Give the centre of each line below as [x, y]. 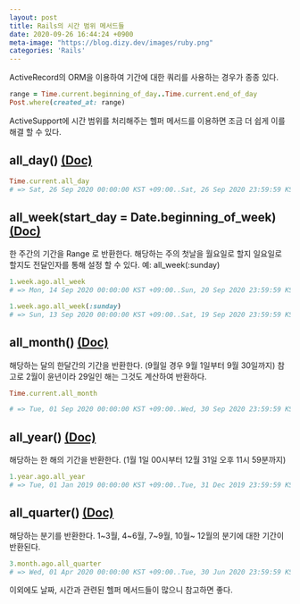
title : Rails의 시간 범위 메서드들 [67, 26]
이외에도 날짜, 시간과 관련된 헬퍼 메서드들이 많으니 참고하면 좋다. [121, 590]
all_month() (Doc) [59, 343]
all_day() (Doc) [51, 160]
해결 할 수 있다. [36, 131]
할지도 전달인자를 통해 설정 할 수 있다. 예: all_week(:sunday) [115, 265]
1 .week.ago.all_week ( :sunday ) [66, 306]
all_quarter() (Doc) [62, 513]
